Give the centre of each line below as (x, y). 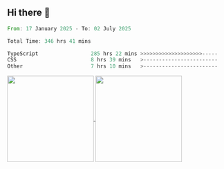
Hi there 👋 (29, 13)
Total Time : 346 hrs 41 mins (49, 41)
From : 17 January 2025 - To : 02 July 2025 (69, 28)
